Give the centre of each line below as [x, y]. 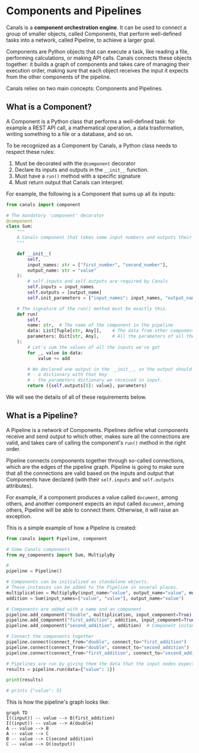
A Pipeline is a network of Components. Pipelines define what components [97, 430]
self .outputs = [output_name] [65, 292]
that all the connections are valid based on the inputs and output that [90, 473]
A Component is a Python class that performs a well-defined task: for [91, 121]
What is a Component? [49, 107]
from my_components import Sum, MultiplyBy [61, 555]
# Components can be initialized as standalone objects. [78, 582]
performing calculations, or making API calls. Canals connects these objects [99, 58]
